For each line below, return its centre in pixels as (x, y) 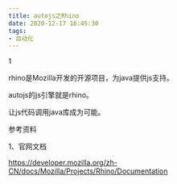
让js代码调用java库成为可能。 (57, 112)
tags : (17, 31)
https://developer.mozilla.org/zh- (63, 163)
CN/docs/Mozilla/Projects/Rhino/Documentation (88, 171)
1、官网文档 (27, 147)
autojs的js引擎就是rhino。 (51, 95)
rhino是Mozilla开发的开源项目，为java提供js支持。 (91, 78)
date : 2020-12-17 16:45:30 (54, 23)
